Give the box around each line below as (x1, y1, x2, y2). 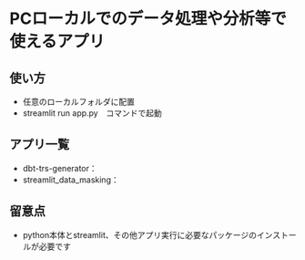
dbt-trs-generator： (22, 162, 97, 173)
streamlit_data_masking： (22, 174, 120, 185)
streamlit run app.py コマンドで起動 (22, 108, 162, 119)
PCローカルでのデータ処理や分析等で (9, 8, 287, 29)
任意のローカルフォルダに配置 (22, 97, 135, 107)
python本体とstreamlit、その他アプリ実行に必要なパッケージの (22, 229, 258, 240)
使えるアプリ (9, 31, 106, 52)
